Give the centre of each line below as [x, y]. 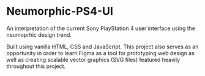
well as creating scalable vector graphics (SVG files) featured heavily [93, 59]
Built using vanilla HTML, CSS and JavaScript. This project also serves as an [102, 47]
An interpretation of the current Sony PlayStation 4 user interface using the [101, 28]
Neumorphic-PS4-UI [60, 11]
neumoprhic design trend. [39, 34]
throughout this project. [36, 66]
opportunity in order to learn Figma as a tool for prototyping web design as [100, 53]
